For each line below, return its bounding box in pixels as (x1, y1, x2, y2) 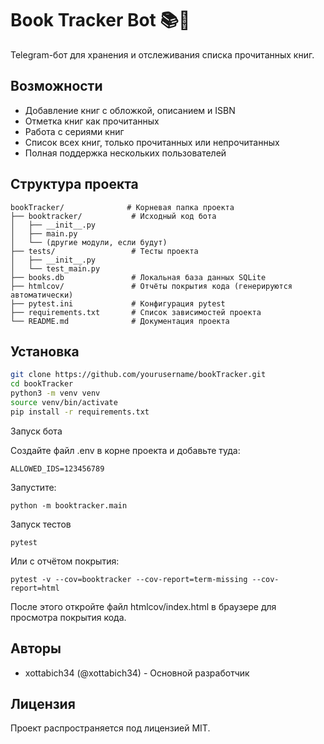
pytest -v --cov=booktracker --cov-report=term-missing (10, 574, 248, 584)
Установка (10, 343, 80, 360)
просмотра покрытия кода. (10, 611, 127, 623)
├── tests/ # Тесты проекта (10, 246, 199, 256)
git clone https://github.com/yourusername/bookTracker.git (10, 370, 267, 380)
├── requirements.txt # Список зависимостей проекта (10, 307, 262, 317)
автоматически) (10, 290, 74, 300)
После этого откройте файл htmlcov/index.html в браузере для (10, 600, 277, 612)
